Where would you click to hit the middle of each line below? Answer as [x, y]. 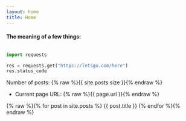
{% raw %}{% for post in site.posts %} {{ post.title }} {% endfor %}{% [93, 106]
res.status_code [27, 71]
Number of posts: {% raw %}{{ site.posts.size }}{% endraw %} [85, 82]
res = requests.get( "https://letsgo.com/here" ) [67, 66]
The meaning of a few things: [44, 37]
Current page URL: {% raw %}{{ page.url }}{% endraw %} [87, 95]
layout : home [23, 12]
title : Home [21, 17]
